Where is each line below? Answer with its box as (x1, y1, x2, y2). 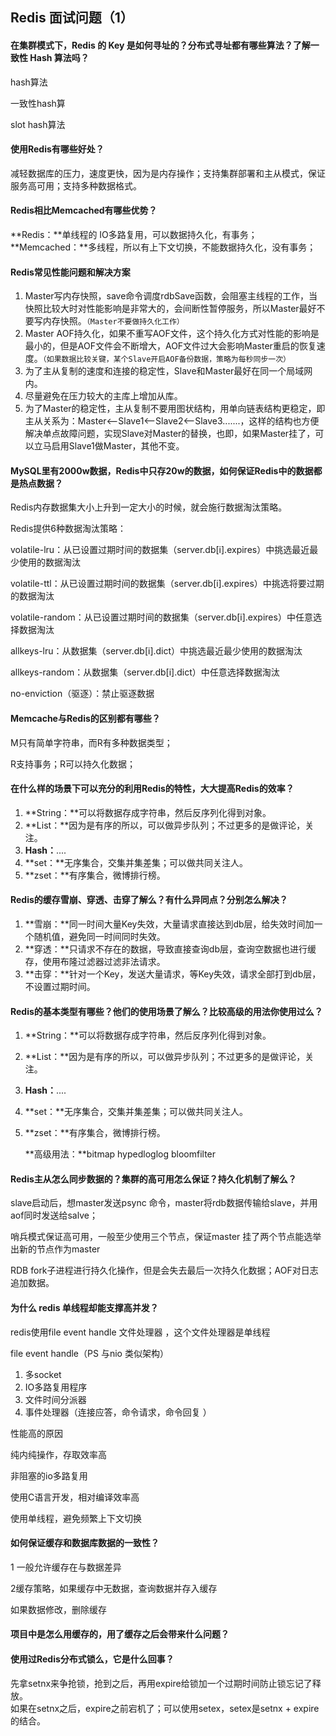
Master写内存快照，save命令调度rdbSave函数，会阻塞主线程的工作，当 (24, 290, 318, 302)
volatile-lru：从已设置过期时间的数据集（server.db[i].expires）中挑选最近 (10, 544, 310, 556)
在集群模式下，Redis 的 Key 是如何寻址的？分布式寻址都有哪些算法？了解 (10, 39, 311, 51)
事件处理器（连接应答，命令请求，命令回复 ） (24, 1406, 212, 1418)
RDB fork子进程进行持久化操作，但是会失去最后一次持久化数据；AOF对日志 (10, 1264, 319, 1277)
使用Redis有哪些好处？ (10, 143, 105, 155)
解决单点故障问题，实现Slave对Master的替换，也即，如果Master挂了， (24, 428, 316, 440)
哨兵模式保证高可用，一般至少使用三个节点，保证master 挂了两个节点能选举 (10, 1231, 322, 1243)
